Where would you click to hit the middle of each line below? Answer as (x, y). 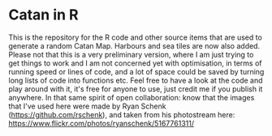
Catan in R (43, 15)
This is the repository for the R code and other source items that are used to (135, 37)
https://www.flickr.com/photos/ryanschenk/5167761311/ (101, 123)
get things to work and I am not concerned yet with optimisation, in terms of (135, 63)
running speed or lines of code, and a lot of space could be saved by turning (136, 71)
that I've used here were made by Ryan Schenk (87, 106)
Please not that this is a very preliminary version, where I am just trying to (131, 54)
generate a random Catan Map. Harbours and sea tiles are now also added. (134, 45)
